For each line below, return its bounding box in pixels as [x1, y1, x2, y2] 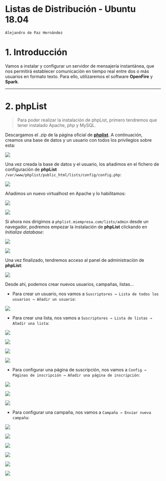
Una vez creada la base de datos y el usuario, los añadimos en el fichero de [5, 161, 160, 167]
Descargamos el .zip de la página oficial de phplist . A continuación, [5, 132, 143, 138]
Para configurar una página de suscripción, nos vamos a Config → [12, 366, 147, 372]
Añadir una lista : [12, 320, 49, 326]
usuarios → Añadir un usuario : [12, 296, 76, 302]
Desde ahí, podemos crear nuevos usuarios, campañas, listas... [5, 281, 134, 287]
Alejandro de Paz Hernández [5, 30, 63, 35]
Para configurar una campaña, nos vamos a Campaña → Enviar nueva [12, 409, 152, 415]
